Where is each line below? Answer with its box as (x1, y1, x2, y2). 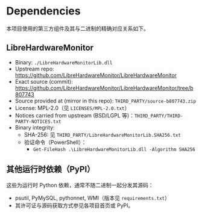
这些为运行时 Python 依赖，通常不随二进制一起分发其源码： (6, 181, 154, 189)
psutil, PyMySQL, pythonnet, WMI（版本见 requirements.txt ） (14, 194, 170, 201)
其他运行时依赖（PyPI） (6, 164, 95, 175)
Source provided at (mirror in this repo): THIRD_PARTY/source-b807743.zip (14, 97, 197, 104)
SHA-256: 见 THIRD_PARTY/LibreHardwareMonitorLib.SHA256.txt (24, 131, 181, 138)
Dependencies (6, 4, 81, 18)
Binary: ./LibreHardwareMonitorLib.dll (14, 58, 113, 66)
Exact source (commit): (14, 78, 74, 85)
